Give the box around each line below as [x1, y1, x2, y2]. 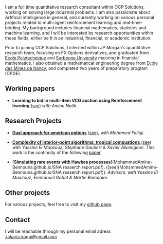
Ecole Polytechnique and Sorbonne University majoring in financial [5, 55, 139, 60]
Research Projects [5, 117, 62, 125]
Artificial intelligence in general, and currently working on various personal [5, 15, 155, 20]
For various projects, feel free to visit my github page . [5, 202, 113, 207]
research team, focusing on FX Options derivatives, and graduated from [5, 50, 149, 56]
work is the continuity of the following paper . [12, 150, 102, 155]
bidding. [5, 25, 22, 31]
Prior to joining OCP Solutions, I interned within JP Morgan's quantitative [5, 45, 150, 50]
